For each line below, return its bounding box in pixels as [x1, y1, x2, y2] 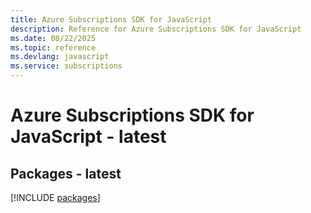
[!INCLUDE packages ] [10, 192, 101, 203]
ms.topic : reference [10, 42, 97, 53]
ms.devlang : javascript [10, 52, 110, 62]
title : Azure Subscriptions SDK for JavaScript [10, 14, 213, 25]
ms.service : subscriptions [10, 61, 123, 71]
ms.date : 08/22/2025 [10, 33, 97, 43]
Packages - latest [10, 165, 122, 182]
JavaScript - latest [10, 126, 167, 148]
